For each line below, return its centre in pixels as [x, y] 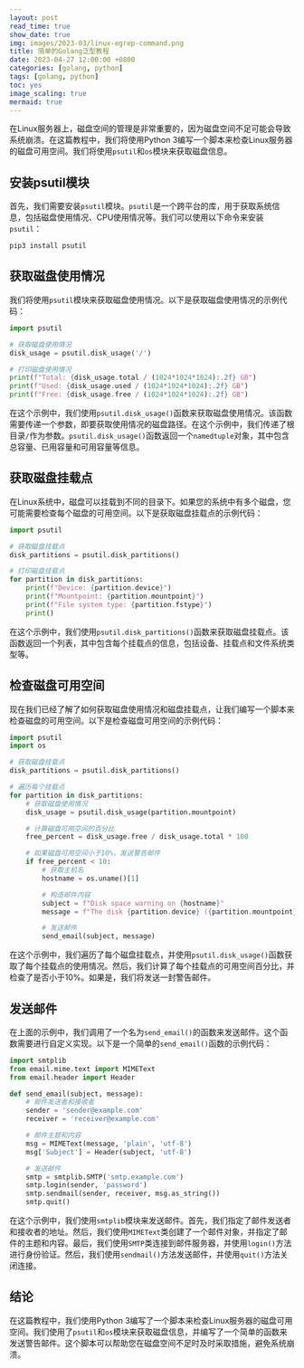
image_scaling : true [48, 93]
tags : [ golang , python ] [54, 77]
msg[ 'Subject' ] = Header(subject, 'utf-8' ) [109, 1152]
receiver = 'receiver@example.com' [93, 1119]
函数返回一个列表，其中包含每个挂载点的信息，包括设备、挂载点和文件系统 [148, 642]
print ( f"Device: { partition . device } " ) [99, 588]
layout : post [34, 18]
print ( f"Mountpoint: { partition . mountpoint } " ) [115, 597]
